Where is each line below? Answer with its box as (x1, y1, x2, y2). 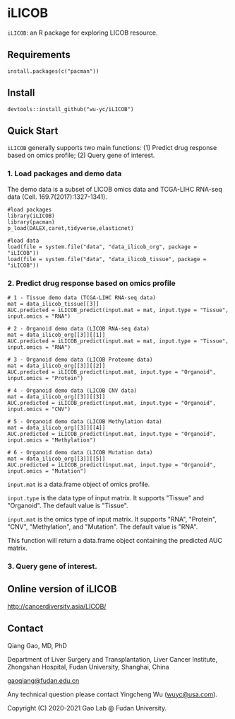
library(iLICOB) (7, 212, 55, 219)
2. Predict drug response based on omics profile (7, 278, 176, 288)
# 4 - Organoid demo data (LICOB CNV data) (7, 387, 138, 394)
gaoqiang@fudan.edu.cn (7, 676, 80, 684)
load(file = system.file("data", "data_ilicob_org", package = (7, 243, 198, 251)
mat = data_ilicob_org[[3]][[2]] (7, 362, 106, 369)
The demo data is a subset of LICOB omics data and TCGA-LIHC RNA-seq (7, 185, 222, 193)
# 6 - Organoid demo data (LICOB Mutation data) (7, 449, 153, 456)
